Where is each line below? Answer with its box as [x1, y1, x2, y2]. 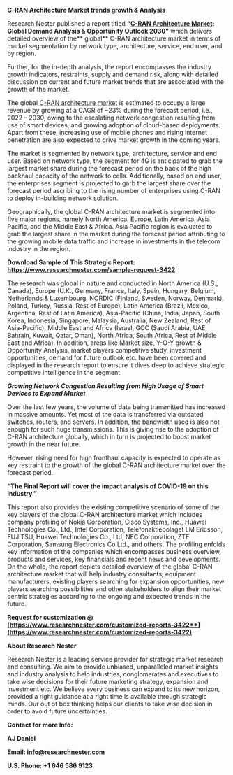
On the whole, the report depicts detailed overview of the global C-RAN [7, 562, 213, 571]
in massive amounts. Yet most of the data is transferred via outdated [7, 411, 204, 418]
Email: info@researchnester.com [7, 748, 105, 756]
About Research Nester [7, 641, 77, 650]
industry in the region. [7, 245, 71, 253]
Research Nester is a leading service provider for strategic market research [7, 655, 224, 663]
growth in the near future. [7, 440, 81, 448]
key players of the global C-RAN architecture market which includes [7, 511, 203, 518]
